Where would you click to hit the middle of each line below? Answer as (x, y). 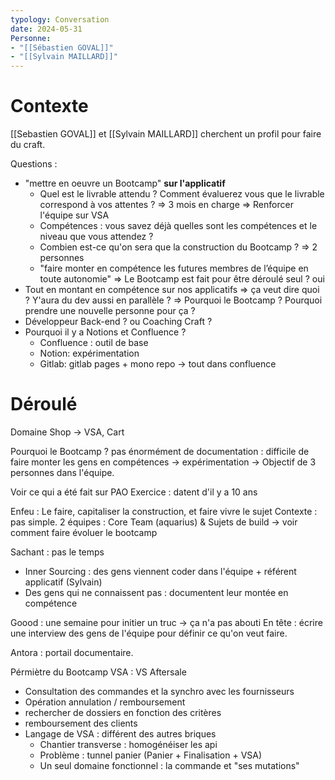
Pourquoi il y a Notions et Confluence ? (105, 332)
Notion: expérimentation (89, 353)
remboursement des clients (81, 723)
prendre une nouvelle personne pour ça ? (110, 311)
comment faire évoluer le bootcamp (84, 532)
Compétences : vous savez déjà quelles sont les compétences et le (178, 226)
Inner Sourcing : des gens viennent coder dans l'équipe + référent (160, 571)
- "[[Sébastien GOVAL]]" (62, 47)
